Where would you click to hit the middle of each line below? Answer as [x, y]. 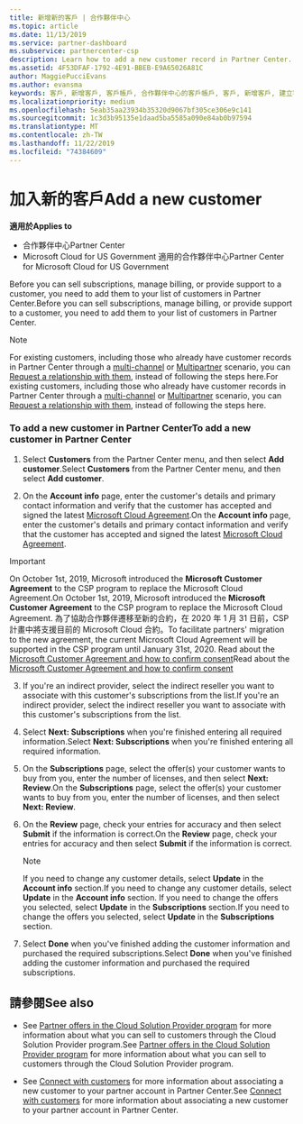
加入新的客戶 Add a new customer [136, 199]
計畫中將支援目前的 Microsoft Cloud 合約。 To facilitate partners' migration [147, 629]
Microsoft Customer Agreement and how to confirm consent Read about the [150, 658]
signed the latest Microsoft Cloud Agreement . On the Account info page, [156, 515]
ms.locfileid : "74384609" [58, 151]
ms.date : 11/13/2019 [48, 34]
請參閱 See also [52, 1003]
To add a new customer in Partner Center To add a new [130, 428]
